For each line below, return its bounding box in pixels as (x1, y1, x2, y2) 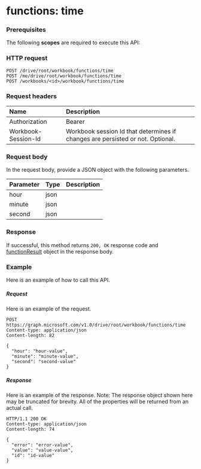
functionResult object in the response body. (6, 248, 114, 255)
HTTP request (6, 54, 48, 62)
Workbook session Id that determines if (65, 127, 176, 136)
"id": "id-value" (11, 452, 55, 458)
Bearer (65, 118, 85, 126)
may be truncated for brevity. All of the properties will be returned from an (6, 398, 189, 405)
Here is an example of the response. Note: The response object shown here (6, 391, 193, 398)
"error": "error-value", (11, 441, 74, 448)
